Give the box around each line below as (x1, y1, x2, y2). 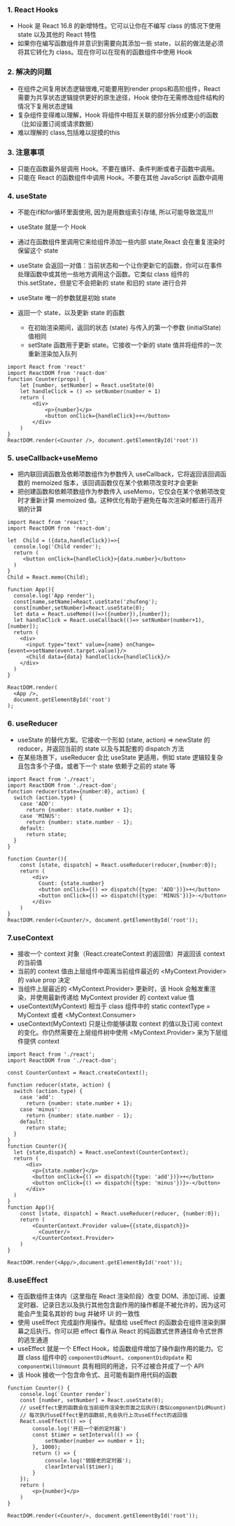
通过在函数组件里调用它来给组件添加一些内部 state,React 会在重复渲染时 (17, 238, 225, 246)
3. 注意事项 (7, 147, 45, 157)
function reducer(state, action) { (7, 1082, 111, 1089)
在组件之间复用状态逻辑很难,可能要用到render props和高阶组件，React (17, 84, 220, 92)
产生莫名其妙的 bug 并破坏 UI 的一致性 (29, 1310, 141, 1318)
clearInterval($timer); (44, 1464, 114, 1471)
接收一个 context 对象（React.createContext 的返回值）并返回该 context (17, 949, 225, 958)
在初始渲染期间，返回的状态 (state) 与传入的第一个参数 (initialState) (27, 323, 222, 332)
